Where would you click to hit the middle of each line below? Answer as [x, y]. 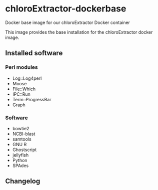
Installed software [34, 53]
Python [20, 160]
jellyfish [20, 155]
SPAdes [20, 166]
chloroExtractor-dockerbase [66, 9]
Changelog [23, 181]
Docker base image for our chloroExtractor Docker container [67, 22]
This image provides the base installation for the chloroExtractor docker [79, 32]
